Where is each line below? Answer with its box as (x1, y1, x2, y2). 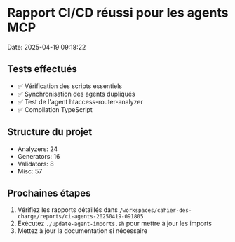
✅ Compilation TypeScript (17, 105, 93, 113)
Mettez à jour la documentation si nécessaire (17, 227, 148, 235)
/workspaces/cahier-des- (119, 207, 192, 214)
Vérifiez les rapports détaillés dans (17, 206, 118, 214)
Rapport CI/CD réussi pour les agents (7, 5, 229, 21)
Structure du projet (7, 126, 93, 138)
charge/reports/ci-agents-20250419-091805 (17, 213, 144, 220)
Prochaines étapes (7, 187, 91, 199)
